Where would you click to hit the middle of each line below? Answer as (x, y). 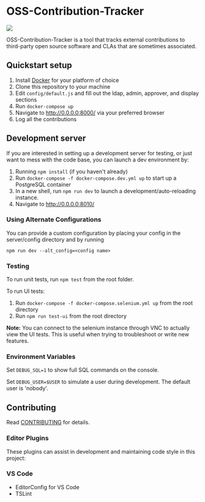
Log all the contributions (46, 119)
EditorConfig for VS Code (47, 487)
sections (26, 100)
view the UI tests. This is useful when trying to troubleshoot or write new (98, 334)
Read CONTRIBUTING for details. (48, 423)
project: (16, 458)
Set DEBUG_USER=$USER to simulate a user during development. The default (99, 382)
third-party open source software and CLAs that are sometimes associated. (102, 46)
